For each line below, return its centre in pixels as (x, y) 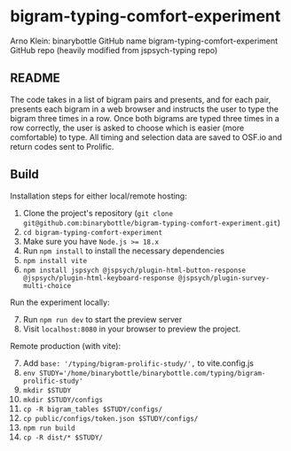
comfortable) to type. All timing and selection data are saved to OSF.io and (146, 137)
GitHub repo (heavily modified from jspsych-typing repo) (114, 50)
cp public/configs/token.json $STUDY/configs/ (110, 418)
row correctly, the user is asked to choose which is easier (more (127, 128)
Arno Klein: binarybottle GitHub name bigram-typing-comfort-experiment (144, 41)
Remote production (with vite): (66, 346)
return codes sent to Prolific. (62, 146)
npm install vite (55, 260)
